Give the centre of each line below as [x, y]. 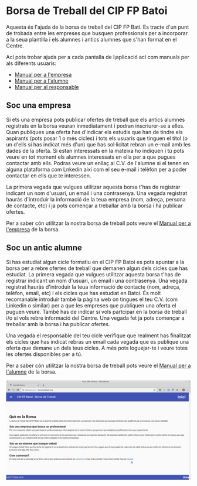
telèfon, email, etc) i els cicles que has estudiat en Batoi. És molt [84, 293]
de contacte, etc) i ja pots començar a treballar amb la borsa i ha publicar [94, 206]
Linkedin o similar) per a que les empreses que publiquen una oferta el [91, 305]
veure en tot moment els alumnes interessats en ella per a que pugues [91, 157]
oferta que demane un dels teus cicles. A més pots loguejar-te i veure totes [97, 348]
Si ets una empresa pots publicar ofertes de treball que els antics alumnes [96, 119]
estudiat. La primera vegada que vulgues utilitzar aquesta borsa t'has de [94, 274]
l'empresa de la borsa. [33, 229]
